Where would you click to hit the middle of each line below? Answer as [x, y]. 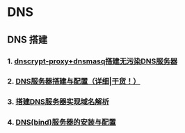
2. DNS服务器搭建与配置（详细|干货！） [74, 81]
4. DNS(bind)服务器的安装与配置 [62, 123]
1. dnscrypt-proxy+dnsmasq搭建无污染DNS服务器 [92, 61]
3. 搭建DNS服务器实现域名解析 [58, 102]
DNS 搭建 [27, 39]
